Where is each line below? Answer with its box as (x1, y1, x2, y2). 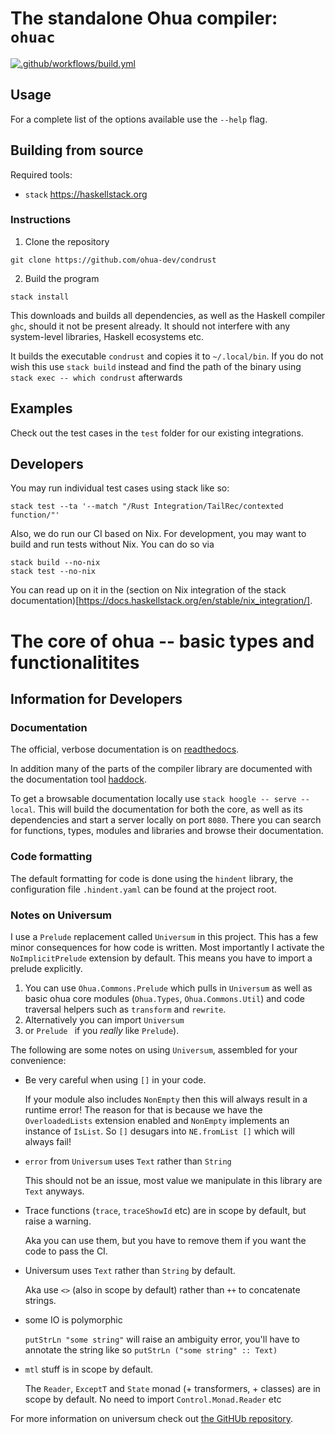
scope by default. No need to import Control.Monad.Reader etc (24, 1393, 282, 1405)
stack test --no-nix (10, 567, 97, 577)
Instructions (10, 213, 72, 227)
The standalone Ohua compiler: (10, 7, 278, 30)
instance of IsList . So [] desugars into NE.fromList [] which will (24, 1125, 295, 1137)
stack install (10, 292, 70, 302)
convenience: (10, 1054, 67, 1066)
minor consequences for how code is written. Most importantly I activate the (10, 941, 325, 953)
